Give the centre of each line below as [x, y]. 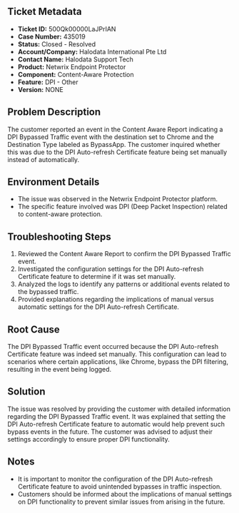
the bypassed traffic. [48, 292]
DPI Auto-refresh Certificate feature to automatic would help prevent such [116, 424]
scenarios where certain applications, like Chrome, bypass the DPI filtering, [118, 362]
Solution [26, 392]
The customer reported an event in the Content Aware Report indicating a [115, 129]
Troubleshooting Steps [60, 237]
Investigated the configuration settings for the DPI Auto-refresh [111, 269]
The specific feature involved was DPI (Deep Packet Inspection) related [123, 207]
